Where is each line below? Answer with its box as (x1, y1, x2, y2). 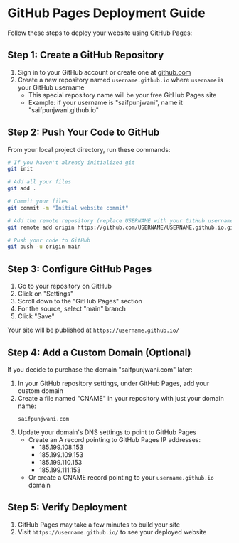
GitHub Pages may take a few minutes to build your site (17, 520, 180, 529)
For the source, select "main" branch (17, 304, 126, 313)
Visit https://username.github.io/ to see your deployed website (17, 527, 207, 536)
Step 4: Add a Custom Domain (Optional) (7, 346, 191, 358)
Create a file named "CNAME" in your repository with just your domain (17, 394, 224, 402)
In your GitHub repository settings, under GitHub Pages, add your (17, 379, 210, 387)
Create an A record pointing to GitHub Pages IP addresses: (28, 435, 201, 443)
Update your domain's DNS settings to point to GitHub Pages (17, 428, 197, 436)
